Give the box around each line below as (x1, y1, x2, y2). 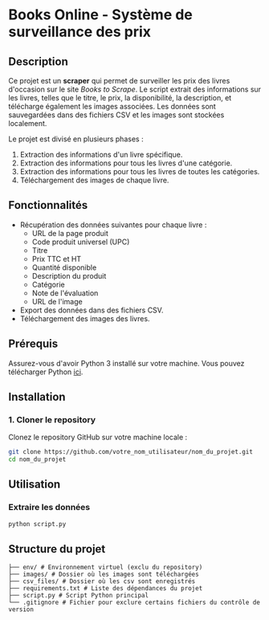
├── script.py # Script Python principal (8, 592, 149, 600)
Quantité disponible (31, 263, 97, 272)
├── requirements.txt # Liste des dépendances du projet (8, 585, 203, 593)
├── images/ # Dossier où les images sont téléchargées (8, 570, 199, 579)
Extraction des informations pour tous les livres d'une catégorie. (19, 158, 233, 168)
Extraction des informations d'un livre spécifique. (19, 150, 183, 159)
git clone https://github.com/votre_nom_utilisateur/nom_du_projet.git (8, 448, 253, 456)
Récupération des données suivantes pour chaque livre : (19, 219, 207, 230)
